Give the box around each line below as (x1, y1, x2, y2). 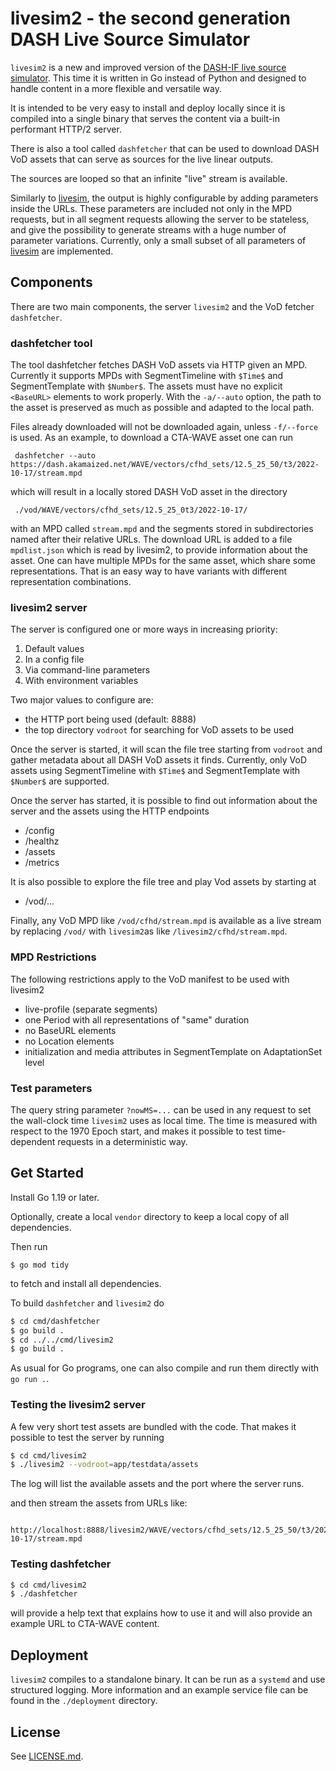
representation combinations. (10, 576, 132, 588)
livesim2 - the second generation (10, 7, 291, 30)
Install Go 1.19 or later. (10, 1191, 100, 1203)
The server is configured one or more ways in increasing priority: (10, 623, 278, 636)
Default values (24, 643, 85, 655)
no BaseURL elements (24, 1024, 117, 1036)
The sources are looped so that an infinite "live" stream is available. (10, 172, 288, 184)
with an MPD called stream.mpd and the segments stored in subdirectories (10, 523, 314, 535)
